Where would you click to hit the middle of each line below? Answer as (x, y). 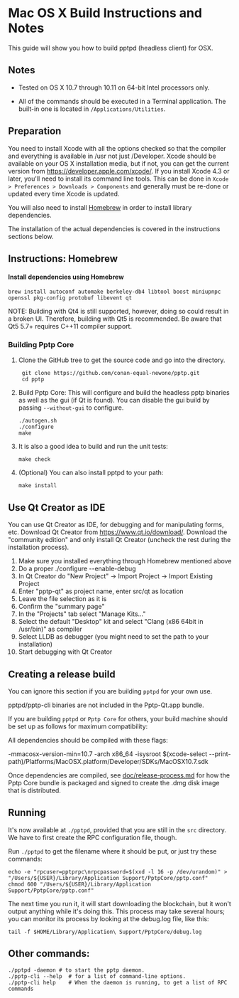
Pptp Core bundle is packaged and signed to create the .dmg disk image (114, 783)
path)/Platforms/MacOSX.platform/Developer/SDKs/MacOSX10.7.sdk (108, 762)
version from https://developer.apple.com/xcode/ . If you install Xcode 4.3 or (119, 171)
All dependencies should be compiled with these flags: (88, 740)
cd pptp (33, 379)
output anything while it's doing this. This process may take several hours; (117, 911)
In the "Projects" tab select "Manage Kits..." (82, 614)
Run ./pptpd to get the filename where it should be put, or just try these (112, 851)
